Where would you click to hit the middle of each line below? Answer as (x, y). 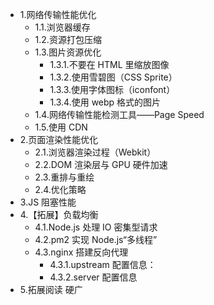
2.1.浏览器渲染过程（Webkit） (95, 152)
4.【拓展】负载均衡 (59, 214)
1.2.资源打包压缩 (68, 39)
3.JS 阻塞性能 (48, 202)
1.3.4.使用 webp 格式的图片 (105, 102)
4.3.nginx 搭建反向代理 (81, 252)
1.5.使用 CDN (61, 127)
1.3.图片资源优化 (68, 52)
